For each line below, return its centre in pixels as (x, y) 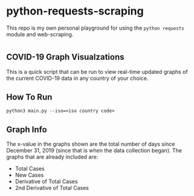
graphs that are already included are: (52, 157)
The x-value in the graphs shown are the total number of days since (91, 144)
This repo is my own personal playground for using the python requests (95, 28)
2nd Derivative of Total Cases (52, 188)
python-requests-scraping (75, 11)
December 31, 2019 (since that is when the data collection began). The (94, 151)
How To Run (29, 97)
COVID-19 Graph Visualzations (66, 57)
